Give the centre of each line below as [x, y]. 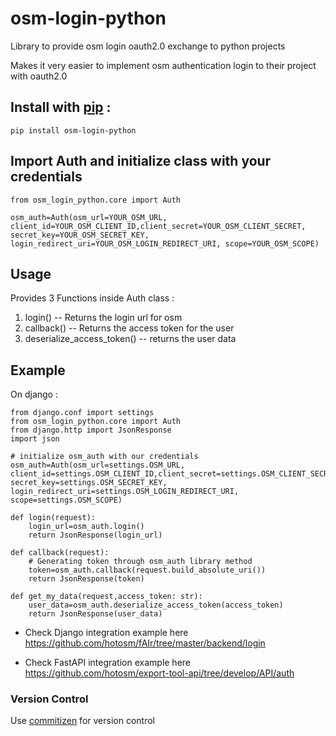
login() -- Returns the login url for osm [103, 318]
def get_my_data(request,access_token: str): [106, 597]
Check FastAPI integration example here [108, 663]
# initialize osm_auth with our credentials [104, 457]
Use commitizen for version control [82, 721]
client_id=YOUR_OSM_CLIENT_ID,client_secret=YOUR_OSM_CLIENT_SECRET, [158, 226]
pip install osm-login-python [73, 130]
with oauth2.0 [39, 76]
